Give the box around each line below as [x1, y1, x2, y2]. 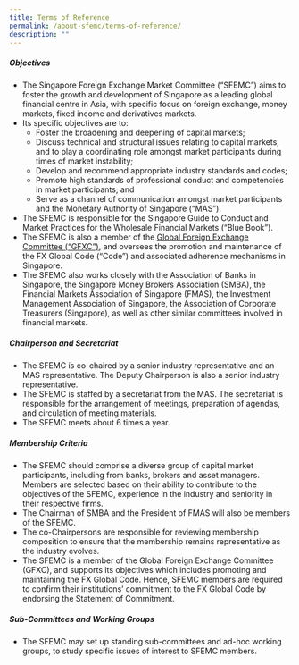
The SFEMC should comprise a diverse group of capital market [21, 460, 254, 471]
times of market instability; [35, 156, 134, 166]
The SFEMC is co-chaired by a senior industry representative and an [21, 360, 275, 371]
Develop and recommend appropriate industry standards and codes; [35, 165, 288, 176]
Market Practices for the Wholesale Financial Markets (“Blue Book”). [21, 223, 274, 233]
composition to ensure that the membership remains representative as [21, 536, 281, 547]
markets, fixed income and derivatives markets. [21, 108, 197, 119]
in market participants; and [35, 184, 135, 195]
